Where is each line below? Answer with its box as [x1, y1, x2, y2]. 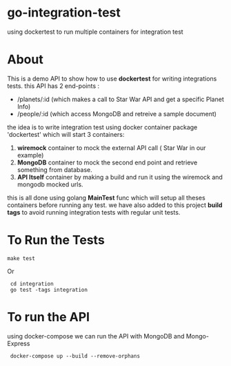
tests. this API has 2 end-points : [7, 81, 100, 90]
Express [7, 339, 30, 347]
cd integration [10, 280, 54, 287]
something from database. [17, 165, 92, 173]
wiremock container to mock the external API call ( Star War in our [17, 143, 206, 152]
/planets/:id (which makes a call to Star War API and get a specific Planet [17, 95, 224, 103]
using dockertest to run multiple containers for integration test [7, 28, 184, 36]
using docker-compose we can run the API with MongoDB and [7, 332, 185, 340]
